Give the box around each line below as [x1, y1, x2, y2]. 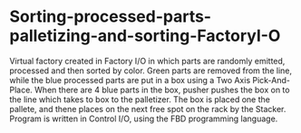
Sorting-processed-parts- [9, 6, 211, 27]
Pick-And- [252, 74, 291, 85]
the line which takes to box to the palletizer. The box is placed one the [9, 93, 270, 105]
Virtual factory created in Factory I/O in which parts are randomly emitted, [9, 55, 286, 66]
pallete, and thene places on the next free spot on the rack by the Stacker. [9, 103, 286, 114]
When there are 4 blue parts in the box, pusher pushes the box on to [34, 84, 290, 95]
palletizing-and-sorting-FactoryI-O [9, 25, 281, 46]
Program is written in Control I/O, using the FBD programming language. [9, 113, 278, 124]
